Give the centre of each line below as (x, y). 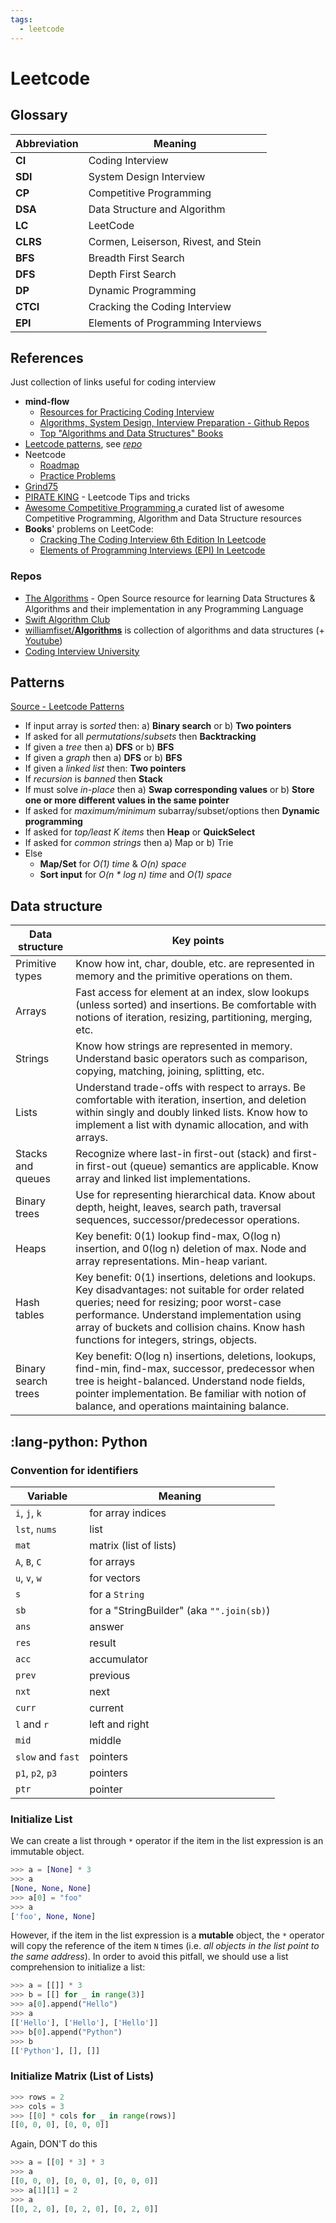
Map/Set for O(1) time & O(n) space (113, 864)
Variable (47, 1496)
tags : (21, 19)
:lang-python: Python (79, 1441)
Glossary (39, 115)
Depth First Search (132, 274)
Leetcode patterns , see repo (83, 444)
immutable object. (47, 1852)
